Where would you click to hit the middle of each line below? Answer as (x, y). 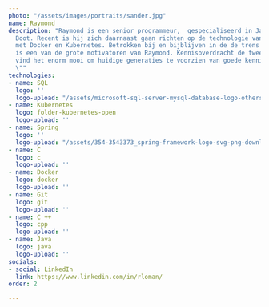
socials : (23, 261)
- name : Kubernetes (41, 105)
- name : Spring (34, 127)
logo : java (34, 247)
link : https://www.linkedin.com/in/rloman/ (89, 277)
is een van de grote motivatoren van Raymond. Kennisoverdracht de (130, 53)
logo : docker (37, 180)
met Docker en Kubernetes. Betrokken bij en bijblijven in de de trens (138, 46)
